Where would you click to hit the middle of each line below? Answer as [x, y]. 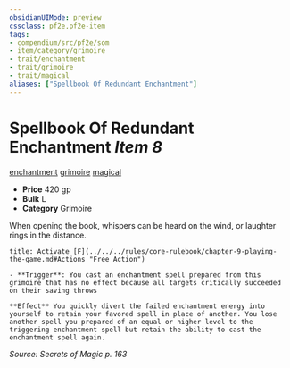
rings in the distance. [48, 235]
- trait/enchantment [48, 59]
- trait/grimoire [41, 68]
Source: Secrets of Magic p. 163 [68, 354]
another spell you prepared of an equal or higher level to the [131, 322]
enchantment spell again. [57, 337]
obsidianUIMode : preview [55, 17]
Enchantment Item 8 [86, 147]
